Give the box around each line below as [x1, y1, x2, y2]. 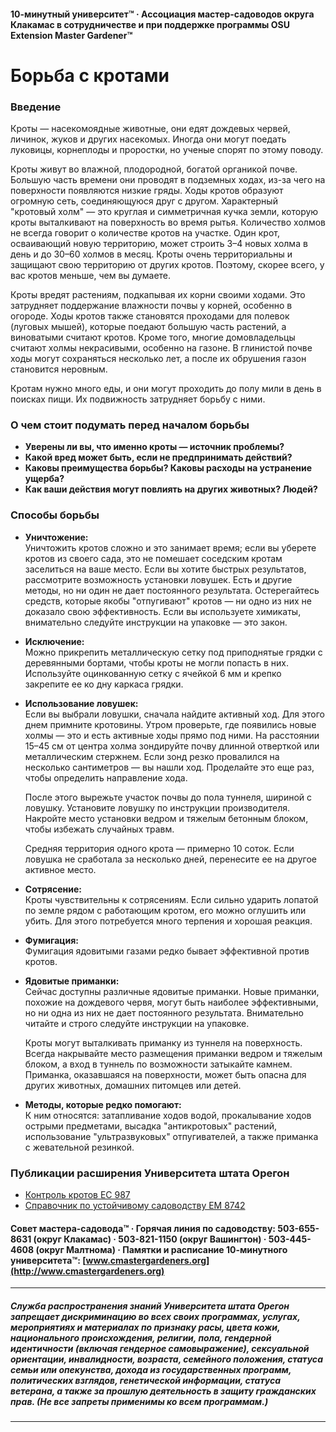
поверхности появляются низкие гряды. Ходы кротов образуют [10, 185, 284, 197]
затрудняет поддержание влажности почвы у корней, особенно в [10, 300, 293, 312]
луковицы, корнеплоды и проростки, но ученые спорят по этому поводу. [10, 144, 324, 156]
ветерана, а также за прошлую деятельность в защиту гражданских [10, 1385, 317, 1397]
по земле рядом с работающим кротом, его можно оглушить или [24, 904, 307, 916]
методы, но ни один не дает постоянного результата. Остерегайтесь [24, 584, 320, 596]
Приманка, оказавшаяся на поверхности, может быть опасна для [24, 1068, 307, 1080]
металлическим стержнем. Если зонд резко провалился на [24, 750, 280, 762]
